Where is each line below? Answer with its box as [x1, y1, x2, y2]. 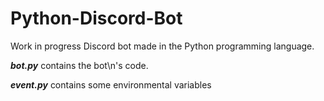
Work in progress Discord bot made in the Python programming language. [10, 40, 315, 52]
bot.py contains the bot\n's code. [10, 59, 149, 71]
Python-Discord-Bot [10, 7, 183, 30]
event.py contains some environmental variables [10, 78, 212, 91]
